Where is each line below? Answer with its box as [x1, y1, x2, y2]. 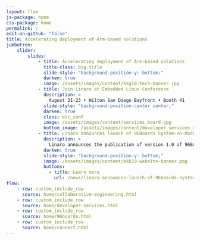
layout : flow [6, 8, 39, 15]
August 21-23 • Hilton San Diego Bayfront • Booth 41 [48, 97, 185, 103]
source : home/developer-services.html [21, 202, 118, 208]
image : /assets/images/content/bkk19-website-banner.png [43, 158, 187, 164]
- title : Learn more [48, 169, 100, 176]
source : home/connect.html [21, 225, 89, 230]
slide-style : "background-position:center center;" [43, 102, 174, 109]
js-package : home [6, 14, 49, 20]
